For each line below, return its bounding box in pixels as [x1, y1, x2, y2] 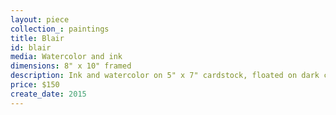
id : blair [10, 42, 52, 53]
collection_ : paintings [10, 24, 110, 34]
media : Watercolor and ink [10, 52, 123, 62]
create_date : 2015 [10, 89, 87, 99]
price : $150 [10, 80, 60, 90]
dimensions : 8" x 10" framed [10, 61, 132, 71]
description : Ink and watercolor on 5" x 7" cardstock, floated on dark [10, 71, 320, 81]
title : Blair [10, 33, 65, 43]
